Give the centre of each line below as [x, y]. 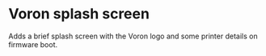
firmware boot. [33, 44]
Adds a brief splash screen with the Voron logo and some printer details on [133, 36]
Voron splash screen [79, 14]
